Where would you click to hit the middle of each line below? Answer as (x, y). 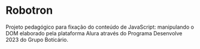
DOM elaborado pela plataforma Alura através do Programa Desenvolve (94, 33)
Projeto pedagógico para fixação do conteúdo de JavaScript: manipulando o (100, 27)
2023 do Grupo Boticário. (37, 39)
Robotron (29, 10)
